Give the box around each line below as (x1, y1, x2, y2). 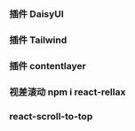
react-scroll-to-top (9, 110, 93, 122)
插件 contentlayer (9, 59, 86, 72)
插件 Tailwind (9, 34, 67, 46)
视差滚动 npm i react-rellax (9, 86, 126, 98)
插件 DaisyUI (9, 7, 64, 19)
